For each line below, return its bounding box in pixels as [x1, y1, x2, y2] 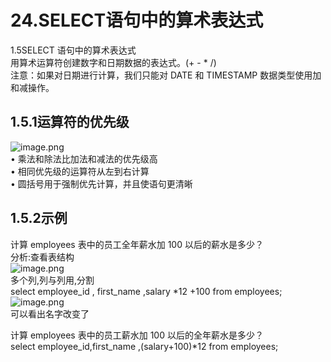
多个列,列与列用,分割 [10, 274, 95, 286]
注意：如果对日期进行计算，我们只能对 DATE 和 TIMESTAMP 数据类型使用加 [10, 69, 322, 81]
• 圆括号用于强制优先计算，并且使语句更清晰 [10, 177, 193, 190]
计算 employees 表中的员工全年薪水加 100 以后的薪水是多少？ [10, 238, 264, 250]
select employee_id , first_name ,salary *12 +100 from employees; [10, 285, 283, 297]
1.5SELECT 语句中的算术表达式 [10, 44, 137, 56]
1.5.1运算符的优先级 [10, 114, 130, 131]
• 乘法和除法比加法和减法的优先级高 [10, 152, 158, 165]
